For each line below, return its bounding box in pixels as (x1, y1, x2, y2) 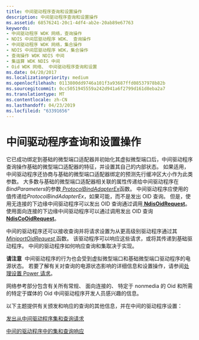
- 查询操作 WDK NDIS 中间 (6, 53, 65, 59)
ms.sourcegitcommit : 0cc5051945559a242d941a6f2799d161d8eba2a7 (6, 86, 166, 92)
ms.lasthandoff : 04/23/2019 (6, 102, 76, 108)
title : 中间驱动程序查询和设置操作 (6, 8, 82, 15)
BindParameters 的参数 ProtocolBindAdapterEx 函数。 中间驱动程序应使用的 (6, 185, 188, 193)
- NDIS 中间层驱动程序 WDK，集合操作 (6, 47, 89, 53)
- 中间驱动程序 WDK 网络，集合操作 (6, 42, 82, 48)
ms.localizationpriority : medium (6, 75, 89, 81)
